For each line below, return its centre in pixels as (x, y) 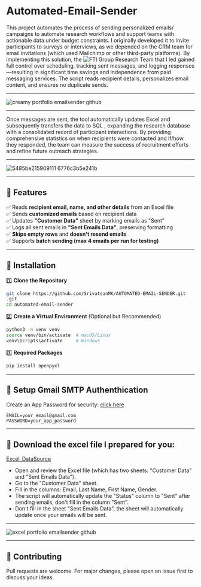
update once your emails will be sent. (61, 515)
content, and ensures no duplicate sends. (57, 84)
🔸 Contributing (34, 557)
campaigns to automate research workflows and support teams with (90, 34)
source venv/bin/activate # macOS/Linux (59, 335)
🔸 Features (27, 193)
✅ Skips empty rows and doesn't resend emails (66, 234)
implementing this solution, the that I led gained (100, 59)
